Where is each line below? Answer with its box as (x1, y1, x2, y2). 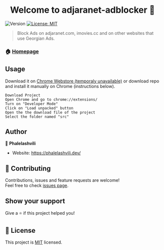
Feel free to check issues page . (5, 183, 69, 189)
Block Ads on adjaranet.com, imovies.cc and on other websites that (17, 30, 154, 36)
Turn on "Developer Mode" (5, 101, 58, 106)
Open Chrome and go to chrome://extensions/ (5, 97, 98, 102)
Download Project (5, 93, 41, 98)
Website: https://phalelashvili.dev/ (12, 150, 81, 156)
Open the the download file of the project (5, 110, 96, 115)
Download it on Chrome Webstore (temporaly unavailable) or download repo (5, 78, 160, 84)
